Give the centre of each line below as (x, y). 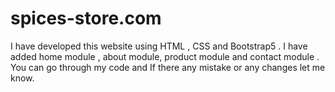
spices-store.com (86, 18)
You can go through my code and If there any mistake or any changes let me (168, 67)
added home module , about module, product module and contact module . (165, 56)
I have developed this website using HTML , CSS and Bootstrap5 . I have (159, 46)
